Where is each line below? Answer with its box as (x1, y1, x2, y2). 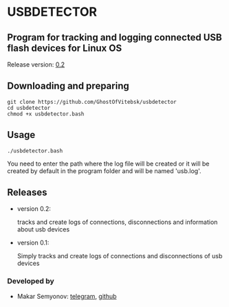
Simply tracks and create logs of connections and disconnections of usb (17, 252, 223, 260)
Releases (7, 187, 47, 198)
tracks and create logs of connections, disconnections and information (17, 218, 218, 227)
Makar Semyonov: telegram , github (17, 292, 117, 300)
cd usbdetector (7, 104, 51, 111)
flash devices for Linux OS (7, 42, 122, 54)
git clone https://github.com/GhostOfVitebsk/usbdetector (7, 98, 177, 105)
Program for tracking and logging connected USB (7, 32, 222, 43)
